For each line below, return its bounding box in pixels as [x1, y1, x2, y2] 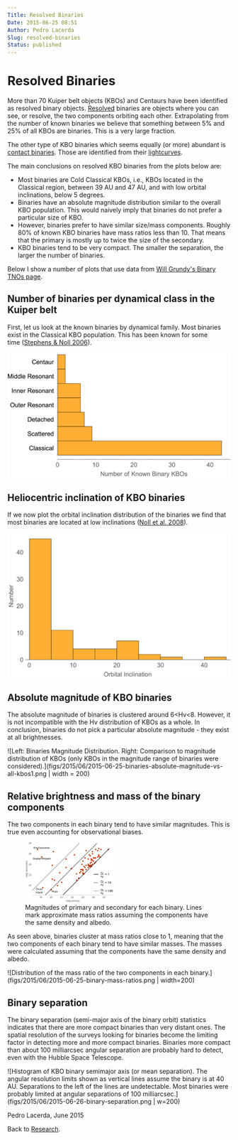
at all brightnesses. [7, 733, 63, 742]
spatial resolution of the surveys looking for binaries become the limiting [7, 1031, 218, 1039]
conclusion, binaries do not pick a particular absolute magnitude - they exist [7, 726, 229, 734]
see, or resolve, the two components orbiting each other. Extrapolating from [7, 112, 229, 120]
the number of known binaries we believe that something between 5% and [7, 119, 225, 128]
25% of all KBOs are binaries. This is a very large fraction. [7, 127, 176, 135]
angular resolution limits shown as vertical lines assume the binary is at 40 [7, 1075, 225, 1083]
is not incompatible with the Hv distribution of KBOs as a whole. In [7, 718, 200, 726]
